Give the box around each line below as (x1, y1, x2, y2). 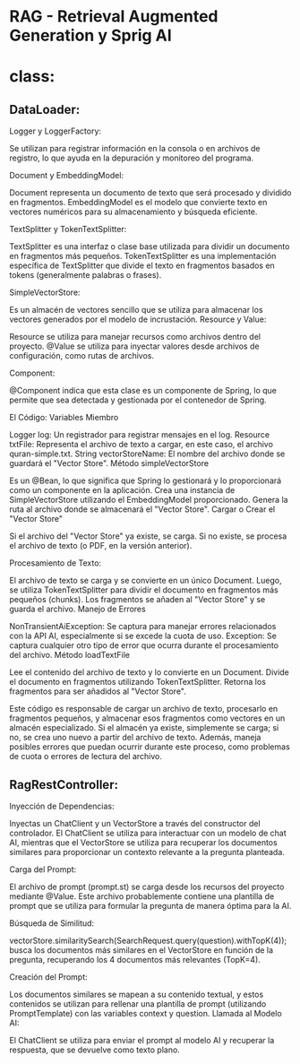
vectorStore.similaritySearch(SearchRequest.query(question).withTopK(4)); (9, 935, 287, 946)
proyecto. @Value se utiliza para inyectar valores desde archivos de (9, 341, 260, 351)
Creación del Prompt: (9, 972, 88, 982)
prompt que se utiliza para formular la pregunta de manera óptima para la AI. (9, 901, 292, 911)
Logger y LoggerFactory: (9, 125, 101, 136)
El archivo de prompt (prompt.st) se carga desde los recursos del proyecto (9, 881, 285, 892)
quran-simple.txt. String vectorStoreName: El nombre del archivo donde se (9, 448, 286, 459)
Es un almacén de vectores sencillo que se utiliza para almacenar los (9, 305, 263, 316)
